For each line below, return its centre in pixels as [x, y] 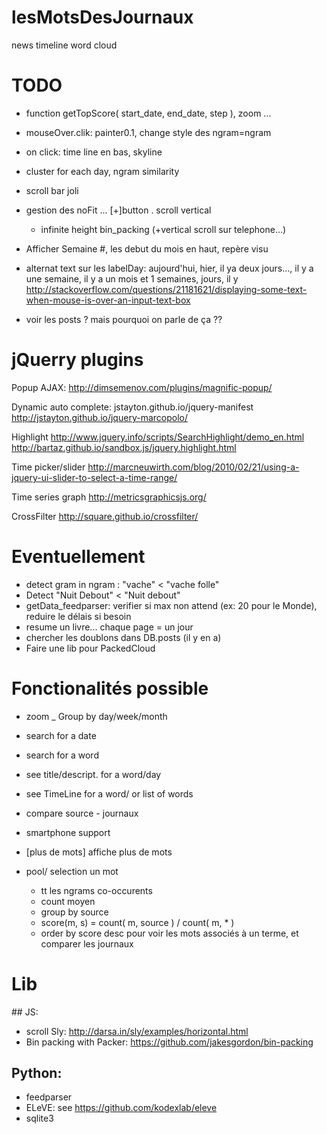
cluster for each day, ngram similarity [102, 171]
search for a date [61, 735]
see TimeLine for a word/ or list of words [109, 793]
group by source [74, 912]
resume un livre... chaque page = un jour [109, 627]
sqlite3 [39, 1118]
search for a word [62, 755]
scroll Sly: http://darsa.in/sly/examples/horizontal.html [137, 1031]
